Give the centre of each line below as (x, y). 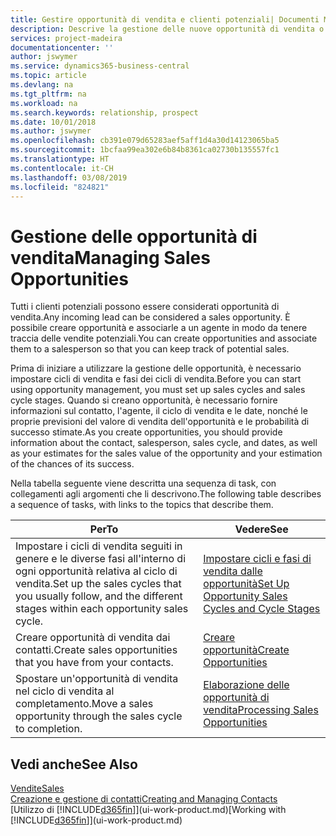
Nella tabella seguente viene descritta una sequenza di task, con (143, 483)
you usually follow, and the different (99, 596)
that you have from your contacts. (94, 663)
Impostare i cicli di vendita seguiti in (99, 546)
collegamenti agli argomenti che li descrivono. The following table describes (166, 494)
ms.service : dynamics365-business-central (100, 66)
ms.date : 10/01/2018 (53, 122)
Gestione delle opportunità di (134, 236)
